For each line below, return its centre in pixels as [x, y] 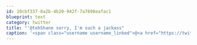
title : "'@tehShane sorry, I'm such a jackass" [65, 28]
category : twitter [28, 22]
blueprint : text [26, 17]
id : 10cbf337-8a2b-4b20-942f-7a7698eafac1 [59, 11]
